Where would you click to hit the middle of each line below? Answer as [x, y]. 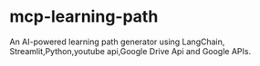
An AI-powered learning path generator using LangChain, [117, 42]
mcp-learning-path [84, 17]
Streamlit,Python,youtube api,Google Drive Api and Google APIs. [130, 51]
